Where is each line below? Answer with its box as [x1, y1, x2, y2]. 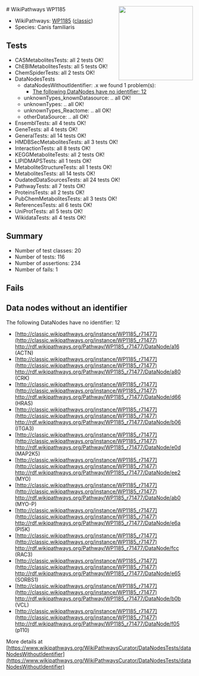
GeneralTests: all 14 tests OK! [14, 132, 86, 139]
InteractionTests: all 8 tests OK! [14, 145, 91, 152]
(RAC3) [14, 551, 33, 558]
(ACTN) [14, 349, 34, 356]
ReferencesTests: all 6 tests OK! [14, 201, 93, 208]
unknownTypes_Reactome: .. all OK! [23, 107, 111, 114]
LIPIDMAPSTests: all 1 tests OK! [14, 157, 92, 164]
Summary [6, 231, 43, 241]
